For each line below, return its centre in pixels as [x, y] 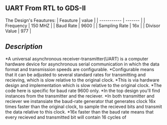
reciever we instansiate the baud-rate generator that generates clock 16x [80, 101]
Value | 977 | [18, 31]
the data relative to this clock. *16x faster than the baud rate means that [79, 111]
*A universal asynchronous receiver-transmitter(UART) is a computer [77, 58]
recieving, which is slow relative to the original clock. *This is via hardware [82, 80]
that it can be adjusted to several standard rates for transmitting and [75, 74]
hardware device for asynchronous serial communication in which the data [82, 64]
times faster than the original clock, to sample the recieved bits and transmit [83, 106]
